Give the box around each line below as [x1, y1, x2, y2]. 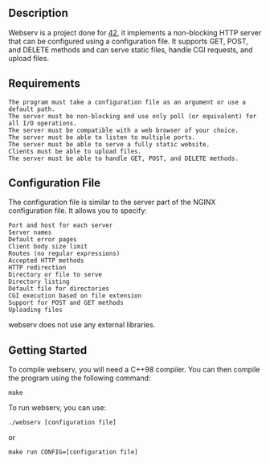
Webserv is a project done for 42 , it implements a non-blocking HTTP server [8, 27, 262, 37]
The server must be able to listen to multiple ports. [8, 133, 196, 142]
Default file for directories [8, 285, 110, 293]
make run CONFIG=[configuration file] [8, 448, 138, 457]
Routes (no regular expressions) [8, 249, 121, 258]
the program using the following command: [8, 373, 151, 383]
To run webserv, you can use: [8, 403, 107, 413]
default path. [8, 105, 56, 113]
